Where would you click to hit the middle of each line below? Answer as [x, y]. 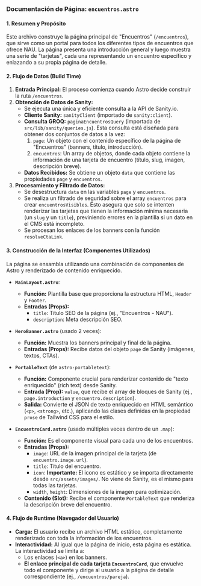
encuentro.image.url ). [60, 460]
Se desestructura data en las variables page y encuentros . [95, 192]
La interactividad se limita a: [50, 550]
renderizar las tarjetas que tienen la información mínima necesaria [106, 211]
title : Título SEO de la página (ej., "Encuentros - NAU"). [103, 313]
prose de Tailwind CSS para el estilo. [69, 417]
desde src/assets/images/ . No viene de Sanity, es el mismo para [113, 479]
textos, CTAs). [42, 355]
